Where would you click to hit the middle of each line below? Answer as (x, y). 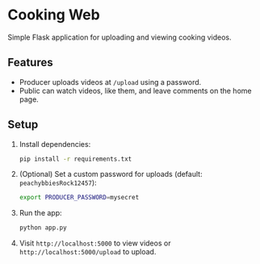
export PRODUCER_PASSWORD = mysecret (79, 198)
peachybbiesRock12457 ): (58, 182)
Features (30, 63)
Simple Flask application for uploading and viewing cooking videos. (120, 37)
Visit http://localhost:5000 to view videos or (95, 243)
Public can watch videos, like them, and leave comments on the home (135, 90)
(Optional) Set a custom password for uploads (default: (111, 174)
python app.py (43, 228)
